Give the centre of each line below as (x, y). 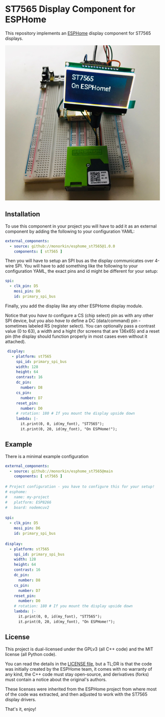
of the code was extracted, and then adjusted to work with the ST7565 (76, 694)
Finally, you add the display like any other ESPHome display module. (74, 306)
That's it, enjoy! (21, 709)
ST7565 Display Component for (70, 9)
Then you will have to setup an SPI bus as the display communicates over (79, 261)
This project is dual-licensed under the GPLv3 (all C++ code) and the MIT (79, 649)
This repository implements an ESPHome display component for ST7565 (78, 33)
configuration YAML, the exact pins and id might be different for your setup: (82, 271)
